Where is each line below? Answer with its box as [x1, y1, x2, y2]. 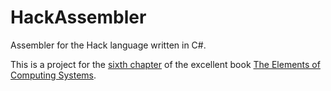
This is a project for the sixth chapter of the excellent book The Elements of [10, 58, 321, 70]
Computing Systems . [10, 69, 97, 81]
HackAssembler [10, 6, 147, 29]
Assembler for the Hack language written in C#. [10, 39, 207, 51]
